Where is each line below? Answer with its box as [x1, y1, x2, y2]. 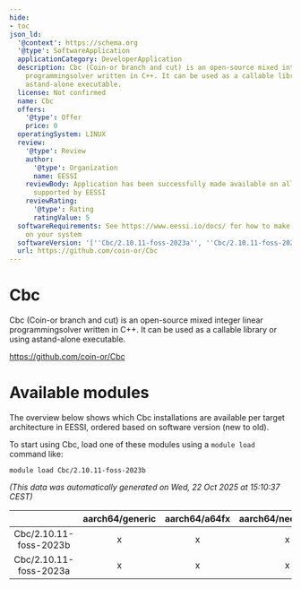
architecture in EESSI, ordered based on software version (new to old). [9, 422, 270, 432]
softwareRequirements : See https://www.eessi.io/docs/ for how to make [17, 221, 291, 230]
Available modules [9, 383, 150, 403]
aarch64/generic [82, 513, 157, 524]
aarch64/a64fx [164, 513, 231, 524]
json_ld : [9, 30, 42, 39]
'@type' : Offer [25, 113, 82, 122]
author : [25, 154, 54, 164]
